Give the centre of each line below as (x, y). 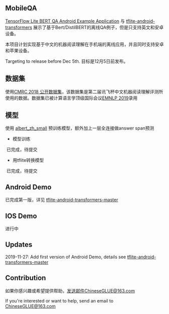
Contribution (26, 278)
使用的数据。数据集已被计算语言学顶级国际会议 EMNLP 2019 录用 (71, 98)
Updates (19, 245)
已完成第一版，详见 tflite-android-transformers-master (62, 200)
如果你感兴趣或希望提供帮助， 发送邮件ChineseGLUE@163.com (70, 290)
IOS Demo (21, 216)
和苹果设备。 (18, 50)
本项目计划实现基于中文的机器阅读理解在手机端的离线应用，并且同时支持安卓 (84, 44)
